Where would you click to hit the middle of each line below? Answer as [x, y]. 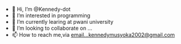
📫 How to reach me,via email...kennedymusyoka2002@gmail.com [93, 35]
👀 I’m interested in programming [51, 15]
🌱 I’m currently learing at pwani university [63, 22]
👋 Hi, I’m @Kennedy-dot [41, 9]
